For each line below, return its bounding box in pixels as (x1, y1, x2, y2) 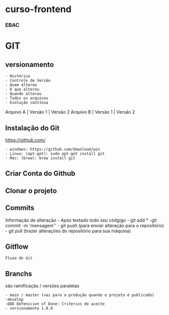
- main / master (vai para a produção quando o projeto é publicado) (5, 293, 155, 298)
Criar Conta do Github (5, 169, 76, 178)
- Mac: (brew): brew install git (5, 155, 76, 161)
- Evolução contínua (5, 100, 49, 106)
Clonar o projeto (5, 186, 57, 195)
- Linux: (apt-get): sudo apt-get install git (5, 151, 105, 156)
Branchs (5, 269, 32, 278)
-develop (5, 297, 24, 302)
